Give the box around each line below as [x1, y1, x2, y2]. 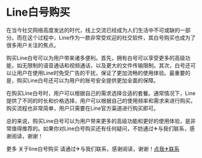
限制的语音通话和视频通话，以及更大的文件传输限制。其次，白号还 [26, 61, 191, 69]
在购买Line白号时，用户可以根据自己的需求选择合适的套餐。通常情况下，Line [6, 90, 196, 97]
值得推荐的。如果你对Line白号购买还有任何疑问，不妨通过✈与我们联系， [11, 124, 190, 132]
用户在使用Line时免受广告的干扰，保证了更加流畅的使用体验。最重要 [16, 69, 185, 76]
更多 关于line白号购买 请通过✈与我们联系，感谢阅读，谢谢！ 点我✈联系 [6, 145, 180, 152]
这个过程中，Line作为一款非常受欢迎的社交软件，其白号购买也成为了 [26, 34, 196, 41]
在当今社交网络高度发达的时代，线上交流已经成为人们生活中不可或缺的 [6, 26, 180, 34]
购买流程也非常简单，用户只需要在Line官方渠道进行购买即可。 [6, 105, 159, 112]
